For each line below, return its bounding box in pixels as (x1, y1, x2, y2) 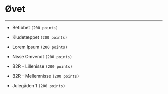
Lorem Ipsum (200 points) (12, 44, 68, 50)
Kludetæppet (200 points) (12, 34, 67, 40)
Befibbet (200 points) (12, 24, 58, 30)
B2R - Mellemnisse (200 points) (12, 73, 80, 79)
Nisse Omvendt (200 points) (12, 53, 72, 59)
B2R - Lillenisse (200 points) (12, 63, 73, 69)
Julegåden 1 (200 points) (12, 82, 66, 88)
